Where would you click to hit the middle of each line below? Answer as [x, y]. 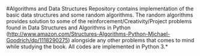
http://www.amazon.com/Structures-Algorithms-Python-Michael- [89, 34]
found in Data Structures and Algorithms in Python [68, 27]
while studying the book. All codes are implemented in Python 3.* [87, 46]
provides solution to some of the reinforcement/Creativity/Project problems [99, 21]
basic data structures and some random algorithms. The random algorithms [100, 15]
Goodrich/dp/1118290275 [37, 40]
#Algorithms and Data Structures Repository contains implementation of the [100, 9]
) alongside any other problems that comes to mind [131, 40]
